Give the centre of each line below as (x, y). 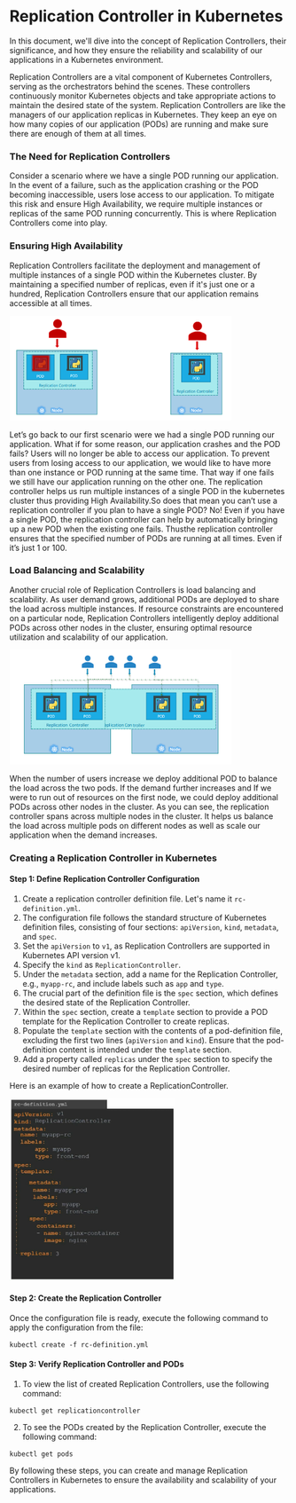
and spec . (40, 937)
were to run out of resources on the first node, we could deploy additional (144, 797)
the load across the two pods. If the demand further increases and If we (140, 788)
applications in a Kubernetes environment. (86, 59)
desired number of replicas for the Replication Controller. (126, 1069)
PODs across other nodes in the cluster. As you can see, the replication (139, 807)
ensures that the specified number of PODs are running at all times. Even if (146, 538)
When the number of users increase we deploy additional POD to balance (144, 778)
